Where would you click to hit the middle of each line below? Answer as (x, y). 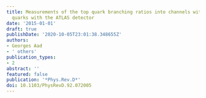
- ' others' (21, 52)
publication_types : (31, 57)
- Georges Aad (25, 46)
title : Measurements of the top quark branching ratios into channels (98, 12)
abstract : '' (23, 68)
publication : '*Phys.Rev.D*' (44, 80)
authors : (17, 40)
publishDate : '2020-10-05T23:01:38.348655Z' (64, 35)
